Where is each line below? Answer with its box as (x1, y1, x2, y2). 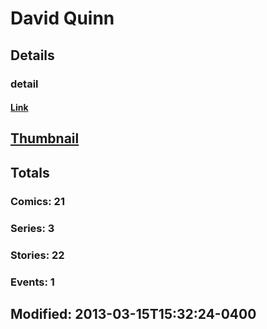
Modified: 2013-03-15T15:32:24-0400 (10, 305, 257, 322)
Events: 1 (10, 275, 55, 289)
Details (10, 47, 55, 64)
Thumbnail (10, 130, 80, 147)
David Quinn (10, 7, 115, 30)
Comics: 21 (10, 194, 65, 208)
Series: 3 (10, 221, 55, 235)
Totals (10, 164, 50, 181)
